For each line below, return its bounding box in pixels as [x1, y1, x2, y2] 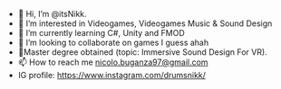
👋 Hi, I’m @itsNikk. [17, 9, 88, 19]
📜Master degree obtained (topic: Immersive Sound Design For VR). [17, 47, 267, 58]
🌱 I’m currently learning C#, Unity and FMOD [17, 28, 185, 38]
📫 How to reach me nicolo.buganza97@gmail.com [17, 57, 208, 67]
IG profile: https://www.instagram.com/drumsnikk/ [17, 70, 207, 80]
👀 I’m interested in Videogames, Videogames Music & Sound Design [17, 18, 273, 29]
